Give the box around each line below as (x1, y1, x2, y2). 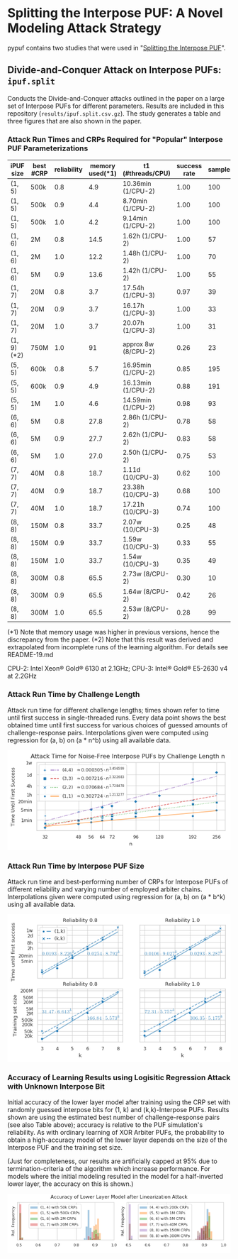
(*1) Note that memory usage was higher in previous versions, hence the (7, 628, 220, 637)
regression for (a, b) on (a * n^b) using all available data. (7, 736, 171, 744)
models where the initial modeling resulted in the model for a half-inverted (7, 1172, 223, 1180)
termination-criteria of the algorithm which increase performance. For (7, 1164, 210, 1172)
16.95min (123, 361, 152, 370)
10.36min (123, 179, 152, 187)
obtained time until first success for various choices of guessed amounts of (7, 720, 228, 729)
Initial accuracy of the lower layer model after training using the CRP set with (7, 1098, 231, 1106)
